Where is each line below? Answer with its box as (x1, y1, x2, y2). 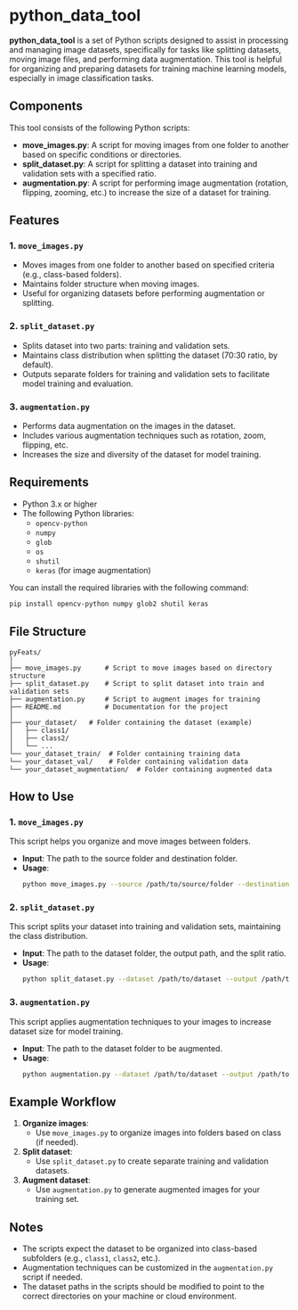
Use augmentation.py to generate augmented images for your (35, 1184, 261, 1195)
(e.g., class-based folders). (21, 269, 122, 280)
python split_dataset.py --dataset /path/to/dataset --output (21, 975, 258, 984)
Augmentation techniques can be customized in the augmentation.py (21, 1263, 274, 1273)
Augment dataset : (21, 1174, 91, 1186)
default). (21, 358, 53, 370)
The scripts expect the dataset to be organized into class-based (21, 1243, 258, 1254)
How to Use (9, 788, 75, 803)
